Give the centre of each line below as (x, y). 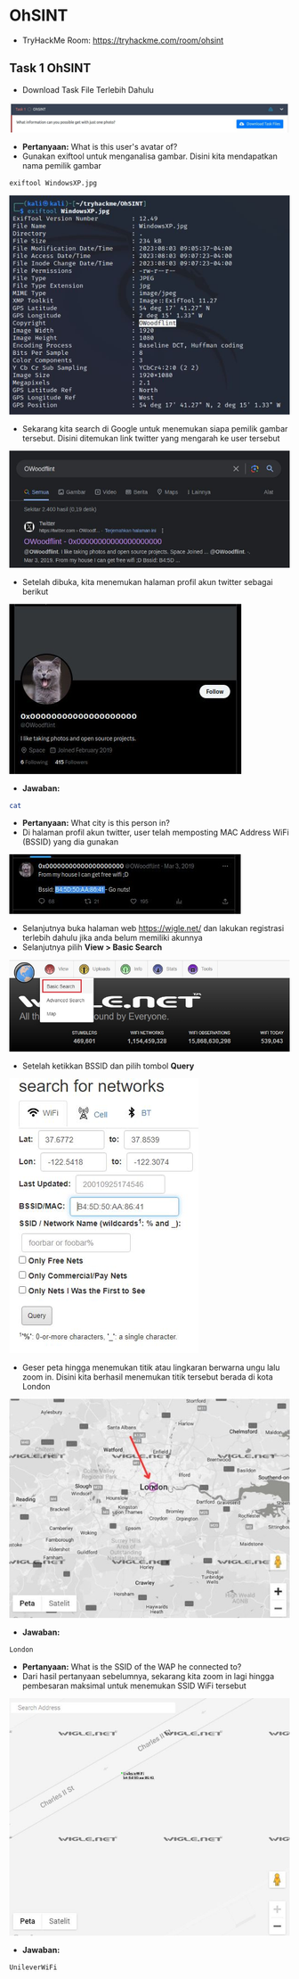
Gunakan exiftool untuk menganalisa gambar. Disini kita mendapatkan (149, 156)
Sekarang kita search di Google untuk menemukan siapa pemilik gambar (155, 428)
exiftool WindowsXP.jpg (53, 183)
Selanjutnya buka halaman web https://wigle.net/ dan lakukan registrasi (153, 928)
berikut (35, 592)
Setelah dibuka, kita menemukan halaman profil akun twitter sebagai (147, 582)
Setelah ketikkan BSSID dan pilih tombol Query (108, 1066)
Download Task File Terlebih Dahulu (88, 89)
